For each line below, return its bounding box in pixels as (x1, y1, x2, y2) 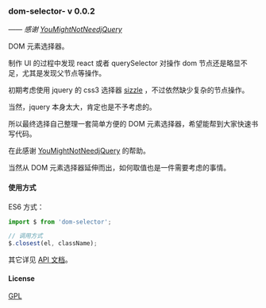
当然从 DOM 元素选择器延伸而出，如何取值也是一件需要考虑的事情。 (8, 163, 231, 173)
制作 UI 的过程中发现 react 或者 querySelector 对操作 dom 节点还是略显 (8, 58, 241, 68)
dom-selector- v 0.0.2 (8, 6, 95, 17)
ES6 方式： (8, 201, 45, 212)
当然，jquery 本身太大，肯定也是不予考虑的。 (8, 102, 156, 112)
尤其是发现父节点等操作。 (21, 68, 106, 78)
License (8, 273, 36, 283)
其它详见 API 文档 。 (8, 255, 73, 264)
